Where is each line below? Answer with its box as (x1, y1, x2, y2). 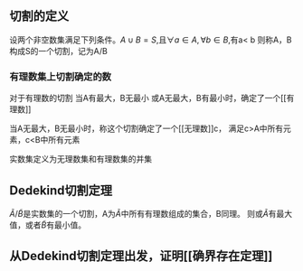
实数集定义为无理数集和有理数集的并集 (9, 154, 152, 164)
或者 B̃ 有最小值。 (24, 220, 87, 230)
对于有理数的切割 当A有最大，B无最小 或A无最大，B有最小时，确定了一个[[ (9, 93, 287, 104)
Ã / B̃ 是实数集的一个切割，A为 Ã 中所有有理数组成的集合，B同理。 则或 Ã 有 (9, 208, 278, 219)
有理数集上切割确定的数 (9, 70, 111, 83)
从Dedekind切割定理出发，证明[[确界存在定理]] (9, 248, 273, 264)
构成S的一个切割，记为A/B (9, 45, 109, 56)
